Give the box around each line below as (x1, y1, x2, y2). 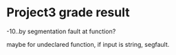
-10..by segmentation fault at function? (6, 27, 116, 35)
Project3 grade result (6, 5, 130, 20)
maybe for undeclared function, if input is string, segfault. (6, 40, 170, 48)
